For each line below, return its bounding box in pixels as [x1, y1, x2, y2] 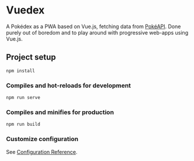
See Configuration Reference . [6, 148, 78, 155]
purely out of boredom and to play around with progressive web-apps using [6, 29, 189, 36]
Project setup [6, 52, 57, 62]
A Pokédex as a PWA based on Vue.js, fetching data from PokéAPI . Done [6, 23, 181, 30]
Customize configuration [6, 135, 79, 143]
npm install [6, 68, 35, 74]
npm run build [6, 121, 41, 128]
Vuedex [6, 4, 45, 17]
